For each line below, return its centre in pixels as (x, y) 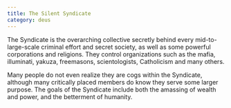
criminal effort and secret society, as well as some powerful (126, 47)
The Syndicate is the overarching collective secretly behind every (101, 39)
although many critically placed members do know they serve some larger (113, 82)
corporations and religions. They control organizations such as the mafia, (111, 54)
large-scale (24, 47)
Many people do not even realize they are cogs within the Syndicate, (105, 75)
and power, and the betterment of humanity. (70, 96)
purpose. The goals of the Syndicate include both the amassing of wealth (112, 89)
